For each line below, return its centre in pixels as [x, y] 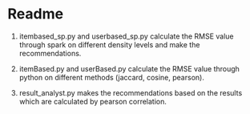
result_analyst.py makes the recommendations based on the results [131, 92]
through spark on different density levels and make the [109, 44]
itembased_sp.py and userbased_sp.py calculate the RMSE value [126, 36]
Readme [36, 14]
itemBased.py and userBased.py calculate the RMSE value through [129, 68]
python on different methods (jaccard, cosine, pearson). [112, 77]
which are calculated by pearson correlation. [93, 101]
